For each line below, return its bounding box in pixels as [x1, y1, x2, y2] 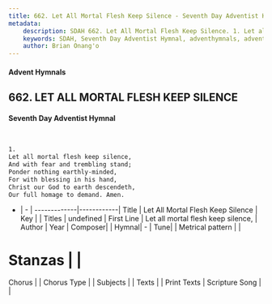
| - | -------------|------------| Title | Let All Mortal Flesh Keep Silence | [19, 205, 258, 215]
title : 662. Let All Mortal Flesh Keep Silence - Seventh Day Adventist [8, 11, 259, 20]
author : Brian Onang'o [23, 42, 100, 50]
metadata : [8, 19, 42, 28]
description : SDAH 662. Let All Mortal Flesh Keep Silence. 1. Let [23, 27, 255, 35]
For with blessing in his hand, [8, 175, 117, 183]
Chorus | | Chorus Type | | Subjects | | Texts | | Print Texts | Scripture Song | [8, 277, 261, 288]
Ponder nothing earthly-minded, [8, 168, 117, 176]
